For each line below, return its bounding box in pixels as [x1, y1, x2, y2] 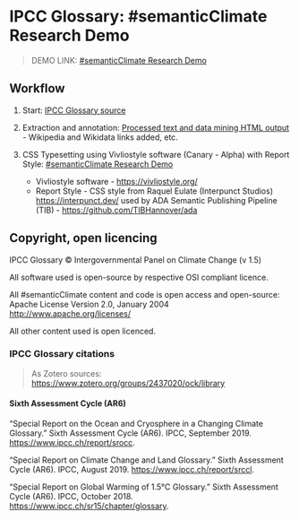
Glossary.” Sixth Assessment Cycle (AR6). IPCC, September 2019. [9, 428, 252, 438]
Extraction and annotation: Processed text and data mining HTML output [21, 122, 289, 133]
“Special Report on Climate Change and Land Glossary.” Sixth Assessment [9, 455, 284, 465]
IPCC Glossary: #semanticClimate [9, 6, 268, 27]
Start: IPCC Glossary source [21, 105, 126, 116]
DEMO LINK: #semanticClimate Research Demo [30, 55, 208, 65]
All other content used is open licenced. [9, 325, 157, 336]
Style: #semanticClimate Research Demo [21, 159, 174, 169]
